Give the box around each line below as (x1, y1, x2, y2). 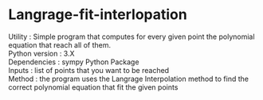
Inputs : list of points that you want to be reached (8, 65, 170, 75)
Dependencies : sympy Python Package (8, 57, 139, 67)
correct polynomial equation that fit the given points (8, 82, 179, 92)
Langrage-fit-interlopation (8, 6, 187, 24)
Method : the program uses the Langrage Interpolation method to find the (8, 74, 249, 83)
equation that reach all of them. (8, 40, 112, 49)
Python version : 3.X (8, 48, 75, 58)
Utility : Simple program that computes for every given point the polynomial (8, 32, 255, 41)
